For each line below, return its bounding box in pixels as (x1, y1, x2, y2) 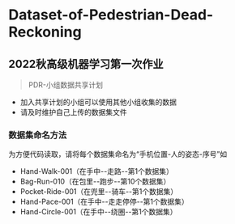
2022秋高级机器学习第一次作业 (8, 57, 164, 70)
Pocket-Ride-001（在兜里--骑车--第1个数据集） (19, 187, 178, 197)
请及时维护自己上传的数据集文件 (19, 108, 127, 116)
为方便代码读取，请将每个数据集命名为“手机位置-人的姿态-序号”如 (8, 150, 228, 159)
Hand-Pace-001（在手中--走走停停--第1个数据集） (19, 197, 189, 207)
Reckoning (8, 23, 83, 41)
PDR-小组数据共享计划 (28, 80, 104, 90)
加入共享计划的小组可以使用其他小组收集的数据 (19, 97, 177, 107)
